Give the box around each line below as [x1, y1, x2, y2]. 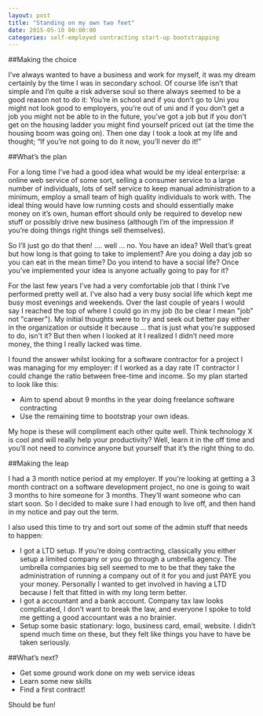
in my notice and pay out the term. [8, 507, 119, 517]
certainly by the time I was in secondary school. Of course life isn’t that [8, 79, 238, 88]
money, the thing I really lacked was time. [8, 339, 142, 349]
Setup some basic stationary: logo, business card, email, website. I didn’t [19, 621, 256, 630]
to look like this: [8, 380, 59, 389]
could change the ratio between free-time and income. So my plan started [8, 371, 248, 381]
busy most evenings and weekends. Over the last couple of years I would [8, 298, 245, 307]
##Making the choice [8, 55, 77, 64]
